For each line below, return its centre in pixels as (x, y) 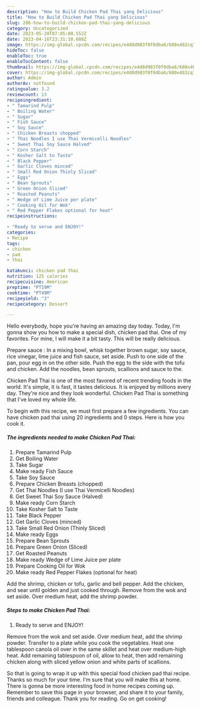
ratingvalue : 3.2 (28, 89)
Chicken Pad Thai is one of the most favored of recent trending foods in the (99, 380)
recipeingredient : (29, 100)
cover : (15, 73)
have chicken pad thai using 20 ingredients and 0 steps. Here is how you (96, 417)
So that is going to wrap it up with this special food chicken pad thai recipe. (99, 674)
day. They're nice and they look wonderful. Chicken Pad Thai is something (98, 394)
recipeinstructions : (32, 216)
